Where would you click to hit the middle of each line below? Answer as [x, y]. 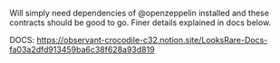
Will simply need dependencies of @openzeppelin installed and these [140, 13]
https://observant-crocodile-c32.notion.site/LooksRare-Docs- [152, 40]
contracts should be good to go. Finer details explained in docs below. [140, 22]
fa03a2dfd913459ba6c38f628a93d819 [82, 49]
